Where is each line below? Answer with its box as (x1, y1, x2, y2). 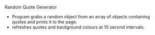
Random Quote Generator (4, 4, 57, 10)
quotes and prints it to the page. (11, 19, 78, 25)
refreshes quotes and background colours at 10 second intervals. (11, 24, 145, 30)
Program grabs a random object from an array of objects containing (11, 14, 150, 19)
